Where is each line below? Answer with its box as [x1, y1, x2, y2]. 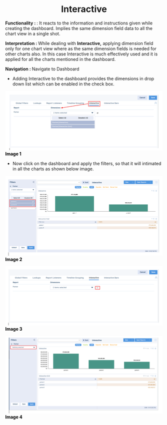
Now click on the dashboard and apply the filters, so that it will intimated [12, 161, 161, 167]
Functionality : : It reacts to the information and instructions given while [5, 20, 153, 26]
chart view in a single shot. [5, 30, 60, 36]
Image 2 [5, 256, 22, 262]
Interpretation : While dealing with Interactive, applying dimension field [5, 40, 153, 46]
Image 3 [5, 326, 22, 332]
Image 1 [5, 151, 21, 157]
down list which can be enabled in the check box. [12, 81, 114, 87]
